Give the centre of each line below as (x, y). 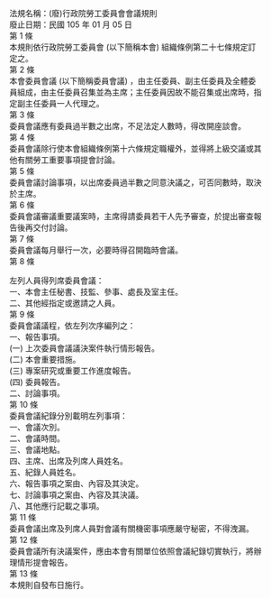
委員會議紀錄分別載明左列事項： (68, 416)
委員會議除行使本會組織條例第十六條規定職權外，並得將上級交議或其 (135, 148)
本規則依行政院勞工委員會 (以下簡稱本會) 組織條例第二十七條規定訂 (133, 47)
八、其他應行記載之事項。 (57, 506)
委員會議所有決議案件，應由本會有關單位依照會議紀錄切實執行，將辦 (135, 551)
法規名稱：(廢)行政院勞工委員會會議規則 (83, 13)
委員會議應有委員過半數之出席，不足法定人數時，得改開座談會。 (127, 126)
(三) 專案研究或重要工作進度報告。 (73, 371)
